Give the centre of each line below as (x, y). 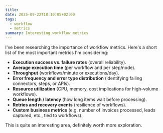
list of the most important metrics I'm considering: (57, 52)
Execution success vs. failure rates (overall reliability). (69, 62)
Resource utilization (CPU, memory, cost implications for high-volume (85, 89)
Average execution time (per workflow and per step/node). (74, 67)
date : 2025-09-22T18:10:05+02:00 (40, 14)
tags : (11, 19)
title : (12, 10)
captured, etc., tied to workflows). (47, 115)
